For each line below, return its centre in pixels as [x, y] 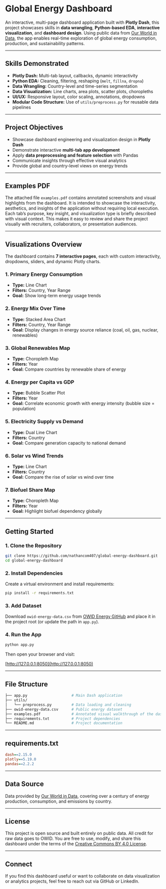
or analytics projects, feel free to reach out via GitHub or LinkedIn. [72, 881]
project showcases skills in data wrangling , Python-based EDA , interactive [83, 27]
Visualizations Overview [44, 244]
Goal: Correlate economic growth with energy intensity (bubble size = [83, 403]
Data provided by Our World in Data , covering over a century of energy [77, 796]
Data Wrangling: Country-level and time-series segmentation [75, 86]
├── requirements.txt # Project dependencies [63, 719]
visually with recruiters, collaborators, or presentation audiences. [71, 224]
